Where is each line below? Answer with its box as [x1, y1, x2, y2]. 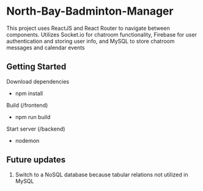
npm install [15, 90, 43, 97]
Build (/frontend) [6, 101, 48, 109]
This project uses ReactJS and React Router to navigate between [6, 24, 170, 32]
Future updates [6, 154, 66, 165]
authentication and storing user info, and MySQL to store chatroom [6, 37, 175, 45]
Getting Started [6, 62, 67, 72]
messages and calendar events [6, 44, 85, 51]
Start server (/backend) [6, 125, 65, 132]
